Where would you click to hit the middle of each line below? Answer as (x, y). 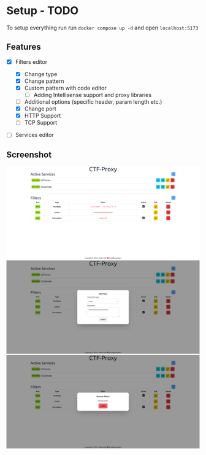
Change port (40, 109)
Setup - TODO (42, 11)
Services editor (34, 135)
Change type (41, 74)
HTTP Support (43, 116)
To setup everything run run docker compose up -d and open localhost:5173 (102, 28)
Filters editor (31, 61)
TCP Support (41, 123)
